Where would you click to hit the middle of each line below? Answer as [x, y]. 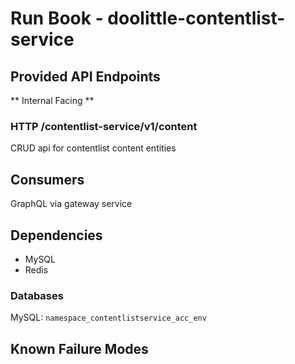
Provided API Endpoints [85, 76]
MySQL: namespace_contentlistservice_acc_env [108, 318]
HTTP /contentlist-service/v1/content [104, 126]
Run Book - [57, 18]
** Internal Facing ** [52, 100]
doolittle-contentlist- [196, 18]
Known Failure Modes [79, 348]
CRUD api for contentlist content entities [93, 148]
